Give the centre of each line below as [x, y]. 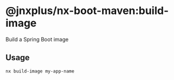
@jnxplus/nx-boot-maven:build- [87, 11]
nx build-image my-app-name [40, 71]
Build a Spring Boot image [37, 39]
